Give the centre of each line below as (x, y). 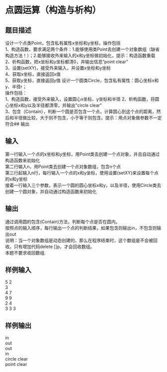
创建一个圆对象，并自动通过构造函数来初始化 (51, 191)
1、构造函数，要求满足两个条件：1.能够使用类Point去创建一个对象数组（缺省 (83, 49)
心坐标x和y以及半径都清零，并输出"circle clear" (54, 105)
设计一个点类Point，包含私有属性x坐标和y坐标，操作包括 (63, 43)
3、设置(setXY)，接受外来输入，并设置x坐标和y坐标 (58, 68)
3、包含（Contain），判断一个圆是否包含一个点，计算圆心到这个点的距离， (81, 112)
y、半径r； (16, 87)
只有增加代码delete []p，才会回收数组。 (54, 247)
